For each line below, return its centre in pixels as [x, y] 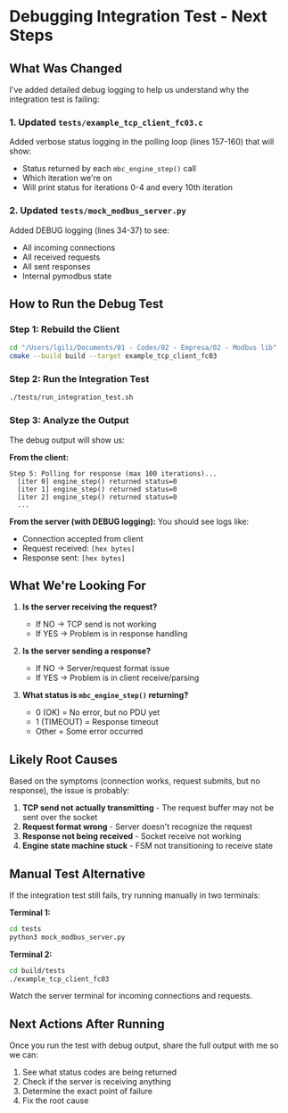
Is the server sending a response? [86, 651]
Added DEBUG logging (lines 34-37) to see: [89, 230]
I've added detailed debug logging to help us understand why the [129, 90]
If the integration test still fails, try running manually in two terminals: [135, 895]
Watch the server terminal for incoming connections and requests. [131, 996]
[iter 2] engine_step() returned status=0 [97, 497]
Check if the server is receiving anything [97, 1082]
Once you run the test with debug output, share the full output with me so [144, 1045]
